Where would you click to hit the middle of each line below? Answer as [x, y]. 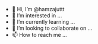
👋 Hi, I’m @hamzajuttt [38, 9]
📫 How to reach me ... [39, 35]
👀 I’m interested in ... [37, 15]
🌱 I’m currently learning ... [43, 22]
